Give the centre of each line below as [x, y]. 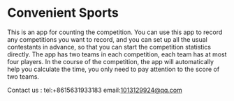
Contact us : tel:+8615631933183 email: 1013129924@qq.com [95, 90]
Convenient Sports [63, 13]
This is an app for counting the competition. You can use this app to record [115, 32]
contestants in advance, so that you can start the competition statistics [109, 47]
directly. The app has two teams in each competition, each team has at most [117, 54]
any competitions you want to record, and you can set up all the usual [107, 39]
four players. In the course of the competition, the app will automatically [111, 61]
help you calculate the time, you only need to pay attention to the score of [114, 69]
